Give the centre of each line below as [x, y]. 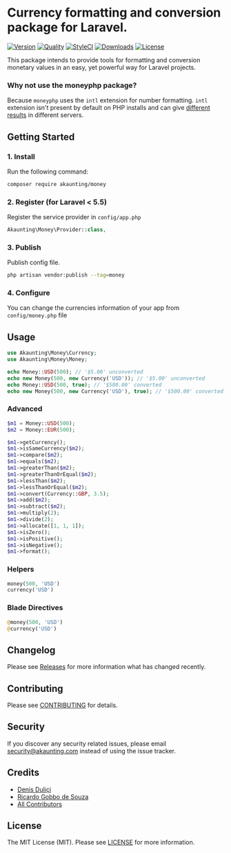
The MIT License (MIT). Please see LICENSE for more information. [101, 843]
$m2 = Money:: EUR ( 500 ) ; [41, 430]
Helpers [21, 569]
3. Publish [24, 247]
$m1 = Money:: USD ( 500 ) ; [41, 423]
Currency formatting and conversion [114, 13]
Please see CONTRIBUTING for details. [63, 705]
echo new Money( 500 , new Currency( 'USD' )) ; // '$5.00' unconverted [106, 378]
